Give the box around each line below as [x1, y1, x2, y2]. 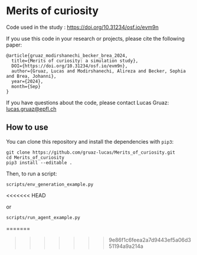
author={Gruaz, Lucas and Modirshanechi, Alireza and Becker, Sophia [11, 68, 186, 74]
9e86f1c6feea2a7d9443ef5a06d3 [109, 236, 192, 243]
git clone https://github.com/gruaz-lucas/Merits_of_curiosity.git [6, 149, 176, 155]
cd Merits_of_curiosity [6, 154, 65, 160]
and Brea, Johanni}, [6, 73, 57, 79]
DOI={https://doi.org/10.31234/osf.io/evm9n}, [11, 63, 128, 69]
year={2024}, [11, 78, 44, 84]
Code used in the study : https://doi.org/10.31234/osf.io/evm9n [6, 24, 159, 31]
